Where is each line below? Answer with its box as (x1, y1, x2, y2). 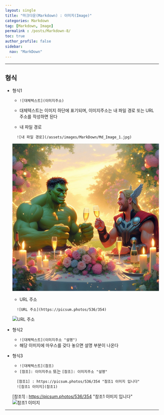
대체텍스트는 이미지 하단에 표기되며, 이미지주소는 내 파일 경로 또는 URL (19, 108, 154, 114)
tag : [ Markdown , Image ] (5, 24, 54, 28)
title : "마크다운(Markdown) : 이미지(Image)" (5, 13, 92, 18)
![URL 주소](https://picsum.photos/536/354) (17, 307, 107, 312)
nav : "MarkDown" (9, 49, 42, 54)
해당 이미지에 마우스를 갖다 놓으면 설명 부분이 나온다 (19, 342, 119, 348)
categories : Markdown (5, 18, 49, 23)
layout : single (5, 8, 36, 13)
